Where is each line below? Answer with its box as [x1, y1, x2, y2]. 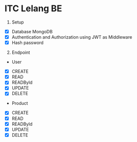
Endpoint [11, 49, 30, 55]
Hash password [11, 40, 44, 46]
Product [11, 100, 28, 106]
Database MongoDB [11, 28, 53, 34]
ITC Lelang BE [4, 3, 62, 14]
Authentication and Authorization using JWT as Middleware [11, 34, 133, 40]
